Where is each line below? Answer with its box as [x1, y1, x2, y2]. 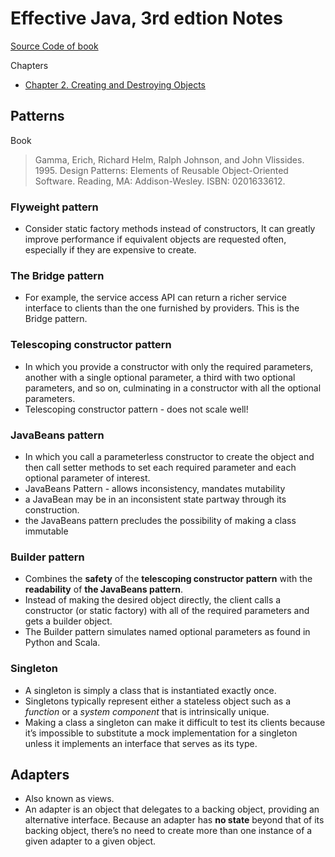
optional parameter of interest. [24, 472, 151, 484]
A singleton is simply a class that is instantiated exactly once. [24, 684, 277, 696]
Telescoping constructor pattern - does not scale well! [24, 403, 249, 415]
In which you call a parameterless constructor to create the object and [24, 450, 315, 462]
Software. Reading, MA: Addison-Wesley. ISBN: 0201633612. [34, 175, 286, 187]
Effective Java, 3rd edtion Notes [10, 7, 283, 30]
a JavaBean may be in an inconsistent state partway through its [24, 493, 287, 505]
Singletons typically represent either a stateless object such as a [24, 695, 291, 707]
